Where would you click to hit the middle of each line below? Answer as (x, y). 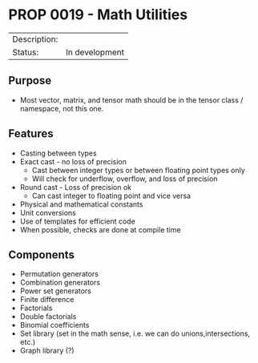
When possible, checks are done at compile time (101, 229)
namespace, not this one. (62, 108)
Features (31, 134)
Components (41, 254)
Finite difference (47, 300)
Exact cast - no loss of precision (73, 161)
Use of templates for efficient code (78, 221)
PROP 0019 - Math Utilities (98, 15)
